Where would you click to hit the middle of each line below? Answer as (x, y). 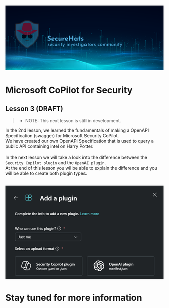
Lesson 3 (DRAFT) (34, 108)
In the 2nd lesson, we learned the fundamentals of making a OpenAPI (77, 130)
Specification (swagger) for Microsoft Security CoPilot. (62, 135)
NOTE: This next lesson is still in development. (73, 120)
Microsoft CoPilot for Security (69, 90)
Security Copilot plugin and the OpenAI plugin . (56, 162)
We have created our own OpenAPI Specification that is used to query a (80, 141)
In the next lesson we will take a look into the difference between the (76, 157)
